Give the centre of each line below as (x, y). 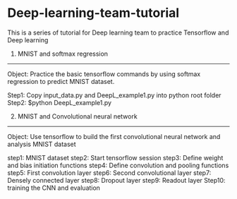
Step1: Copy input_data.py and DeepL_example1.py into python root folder (114, 95)
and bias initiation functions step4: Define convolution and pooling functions (118, 165)
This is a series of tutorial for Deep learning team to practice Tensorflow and (118, 32)
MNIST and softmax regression (62, 54)
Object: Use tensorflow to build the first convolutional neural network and (114, 136)
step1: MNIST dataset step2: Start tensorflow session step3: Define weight (115, 157)
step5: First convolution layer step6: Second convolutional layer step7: (109, 173)
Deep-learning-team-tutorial (93, 13)
